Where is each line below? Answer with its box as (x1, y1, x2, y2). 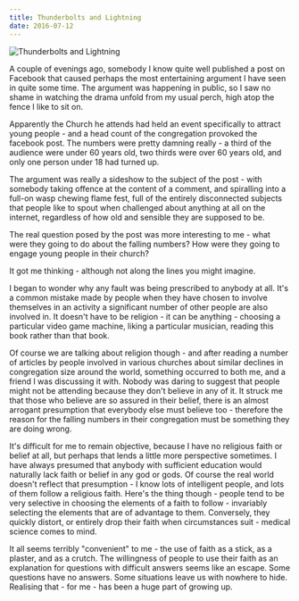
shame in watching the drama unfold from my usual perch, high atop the (9, 91, 275, 103)
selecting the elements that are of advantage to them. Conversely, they (9, 506, 270, 518)
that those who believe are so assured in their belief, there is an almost (9, 395, 270, 405)
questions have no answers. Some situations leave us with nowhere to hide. (9, 572, 288, 582)
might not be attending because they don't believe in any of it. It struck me (9, 385, 283, 396)
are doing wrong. (9, 423, 72, 434)
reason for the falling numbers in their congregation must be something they (9, 413, 290, 424)
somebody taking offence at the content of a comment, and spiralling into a (9, 183, 287, 194)
